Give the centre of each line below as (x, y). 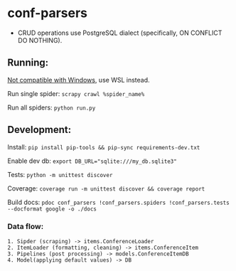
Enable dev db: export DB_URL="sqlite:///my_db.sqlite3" (92, 161)
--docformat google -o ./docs (52, 209)
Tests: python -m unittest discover (60, 174)
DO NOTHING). (40, 40)
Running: (28, 63)
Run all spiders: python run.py (52, 107)
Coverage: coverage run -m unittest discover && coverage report (106, 188)
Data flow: (26, 227)
